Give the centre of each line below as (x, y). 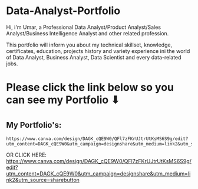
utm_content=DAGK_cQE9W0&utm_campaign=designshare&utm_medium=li (98, 173)
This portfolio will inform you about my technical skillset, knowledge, (89, 45)
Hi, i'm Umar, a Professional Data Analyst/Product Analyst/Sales (83, 27)
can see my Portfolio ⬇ (63, 100)
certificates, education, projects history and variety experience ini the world (98, 51)
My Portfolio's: (34, 125)
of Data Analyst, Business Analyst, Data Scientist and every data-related (94, 57)
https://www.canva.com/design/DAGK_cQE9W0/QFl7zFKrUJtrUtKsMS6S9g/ (99, 161)
